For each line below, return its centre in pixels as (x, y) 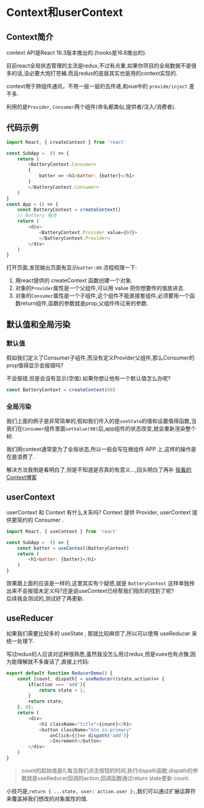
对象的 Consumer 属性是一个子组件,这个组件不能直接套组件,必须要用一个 (102, 296)
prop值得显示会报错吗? (35, 365)
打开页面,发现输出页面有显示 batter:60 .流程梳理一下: (72, 268)
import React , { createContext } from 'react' (66, 142)
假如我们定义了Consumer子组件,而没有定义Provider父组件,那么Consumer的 (100, 358)
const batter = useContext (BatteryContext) (73, 548)
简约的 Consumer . (40, 520)
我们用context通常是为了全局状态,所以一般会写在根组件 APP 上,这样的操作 (99, 449)
